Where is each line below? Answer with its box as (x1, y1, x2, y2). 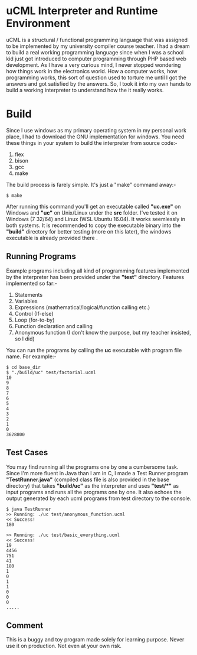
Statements (14, 291, 43, 298)
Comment (6, 620, 44, 630)
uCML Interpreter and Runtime (6, 4, 158, 18)
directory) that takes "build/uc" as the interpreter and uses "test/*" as (6, 482, 179, 489)
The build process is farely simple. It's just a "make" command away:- (6, 181, 176, 188)
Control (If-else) (14, 310, 54, 317)
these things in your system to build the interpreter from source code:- (6, 139, 178, 146)
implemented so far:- (6, 280, 57, 287)
